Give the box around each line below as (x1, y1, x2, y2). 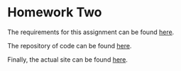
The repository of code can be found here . (7, 41, 132, 50)
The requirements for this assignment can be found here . (7, 28, 175, 36)
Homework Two (7, 4, 102, 21)
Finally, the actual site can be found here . (7, 55, 128, 64)
